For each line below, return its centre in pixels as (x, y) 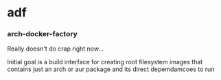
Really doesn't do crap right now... (56, 49)
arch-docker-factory (42, 34)
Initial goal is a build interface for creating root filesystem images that (105, 62)
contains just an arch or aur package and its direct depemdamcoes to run (111, 69)
